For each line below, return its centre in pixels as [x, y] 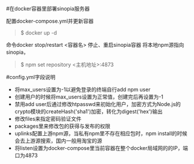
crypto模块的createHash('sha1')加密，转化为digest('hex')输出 [89, 111]
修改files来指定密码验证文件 [48, 119]
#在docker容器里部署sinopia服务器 [48, 8]
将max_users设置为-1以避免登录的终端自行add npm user [82, 89]
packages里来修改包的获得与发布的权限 [62, 126]
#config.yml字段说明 [31, 77]
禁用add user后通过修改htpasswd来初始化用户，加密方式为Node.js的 [98, 104]
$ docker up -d [39, 33]
